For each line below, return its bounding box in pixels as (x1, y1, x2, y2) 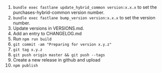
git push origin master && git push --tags (12, 53, 105, 58)
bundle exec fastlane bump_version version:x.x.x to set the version (12, 15, 155, 20)
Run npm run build (12, 36, 52, 42)
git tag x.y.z (12, 47, 42, 52)
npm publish (12, 63, 38, 68)
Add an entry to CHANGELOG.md (12, 31, 82, 36)
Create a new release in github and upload (12, 57, 100, 63)
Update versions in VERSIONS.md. (12, 25, 84, 31)
